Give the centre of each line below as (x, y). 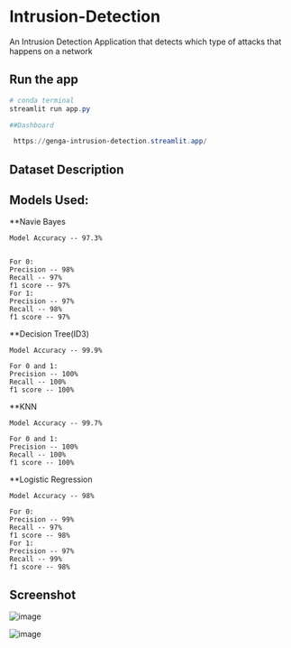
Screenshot (43, 594)
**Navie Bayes (37, 222)
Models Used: (49, 200)
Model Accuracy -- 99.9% (56, 351)
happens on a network (51, 51)
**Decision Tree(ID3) (50, 334)
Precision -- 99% (42, 520)
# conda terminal (42, 100)
